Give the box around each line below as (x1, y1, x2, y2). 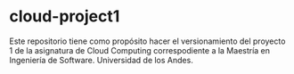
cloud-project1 (9, 6, 120, 27)
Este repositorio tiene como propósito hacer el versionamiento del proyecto (9, 36, 286, 46)
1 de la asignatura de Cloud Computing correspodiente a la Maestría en (9, 45, 270, 55)
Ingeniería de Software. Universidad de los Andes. (9, 54, 193, 65)
